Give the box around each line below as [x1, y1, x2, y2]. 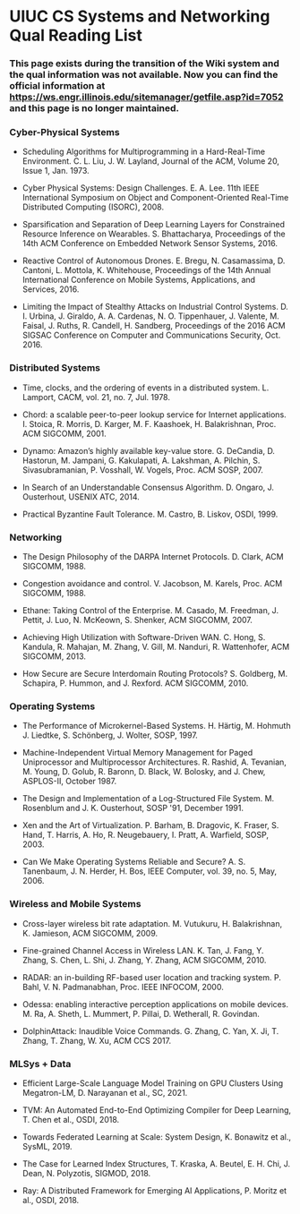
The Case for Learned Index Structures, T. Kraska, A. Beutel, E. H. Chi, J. [21, 1158, 291, 1169]
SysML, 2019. [21, 1141, 73, 1151]
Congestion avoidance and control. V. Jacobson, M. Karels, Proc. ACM [21, 578, 283, 588]
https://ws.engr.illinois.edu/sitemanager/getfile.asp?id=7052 [9, 91, 284, 104]
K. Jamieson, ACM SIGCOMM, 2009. [21, 928, 159, 938]
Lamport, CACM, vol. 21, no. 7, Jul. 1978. [21, 391, 170, 402]
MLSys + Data [9, 1057, 72, 1070]
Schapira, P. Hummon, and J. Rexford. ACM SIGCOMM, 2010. [21, 678, 249, 688]
